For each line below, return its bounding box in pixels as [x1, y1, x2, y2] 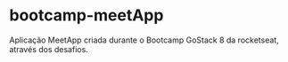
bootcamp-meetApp [9, 5, 164, 26]
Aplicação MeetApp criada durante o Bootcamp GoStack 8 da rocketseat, [9, 35, 279, 45]
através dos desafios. [9, 43, 89, 54]
